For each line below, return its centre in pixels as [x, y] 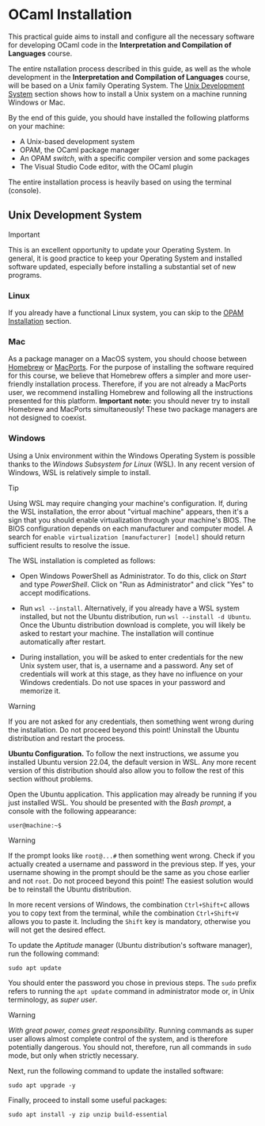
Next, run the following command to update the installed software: [116, 1071]
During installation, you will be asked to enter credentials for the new [131, 657]
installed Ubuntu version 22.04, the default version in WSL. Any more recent [132, 762]
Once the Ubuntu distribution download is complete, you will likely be [132, 625]
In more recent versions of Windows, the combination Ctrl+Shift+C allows [129, 904]
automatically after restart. [63, 641]
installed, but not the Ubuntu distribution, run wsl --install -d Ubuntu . [135, 616]
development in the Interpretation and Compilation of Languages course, [129, 77]
